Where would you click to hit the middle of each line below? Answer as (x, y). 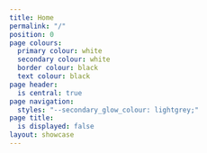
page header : (34, 85)
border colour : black (58, 68)
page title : (31, 118)
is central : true (50, 93)
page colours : (36, 43)
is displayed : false (56, 127)
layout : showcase (42, 135)
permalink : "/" (38, 26)
